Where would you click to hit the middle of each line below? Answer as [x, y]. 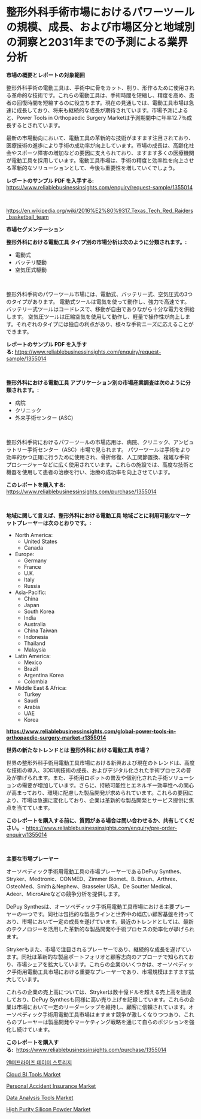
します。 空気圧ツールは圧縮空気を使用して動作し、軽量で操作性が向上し [96, 316]
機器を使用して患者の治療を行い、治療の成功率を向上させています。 [90, 472]
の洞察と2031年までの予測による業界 [97, 42]
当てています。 [35, 807]
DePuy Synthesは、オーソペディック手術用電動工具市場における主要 [90, 906]
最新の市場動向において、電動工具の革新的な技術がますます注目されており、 [100, 138]
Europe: [25, 554]
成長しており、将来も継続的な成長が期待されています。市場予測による [102, 110]
